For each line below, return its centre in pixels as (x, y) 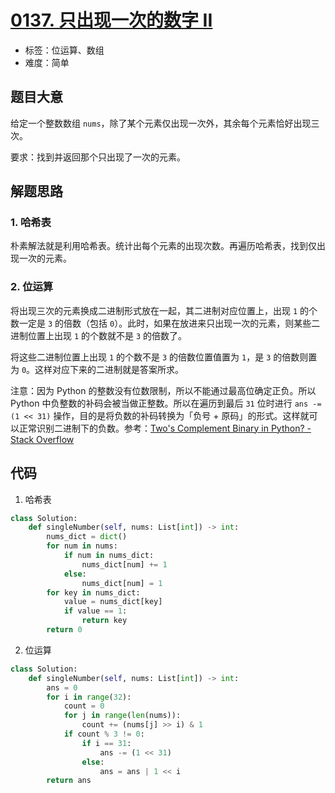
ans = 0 (62, 687)
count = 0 (84, 706)
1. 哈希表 (31, 223)
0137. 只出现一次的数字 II (111, 20)
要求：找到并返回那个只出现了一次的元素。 (98, 157)
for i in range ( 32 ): (89, 697)
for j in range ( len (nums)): (122, 716)
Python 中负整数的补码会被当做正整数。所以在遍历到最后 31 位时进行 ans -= (166, 403)
